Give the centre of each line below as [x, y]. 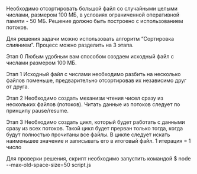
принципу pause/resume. [38, 111]
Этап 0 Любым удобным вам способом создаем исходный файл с [90, 56]
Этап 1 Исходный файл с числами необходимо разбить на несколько [93, 74]
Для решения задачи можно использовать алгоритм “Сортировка [90, 39]
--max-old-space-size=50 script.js [49, 165]
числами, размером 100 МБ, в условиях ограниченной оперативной [93, 15]
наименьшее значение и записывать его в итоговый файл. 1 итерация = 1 [98, 141]
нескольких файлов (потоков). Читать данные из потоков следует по [93, 104]
